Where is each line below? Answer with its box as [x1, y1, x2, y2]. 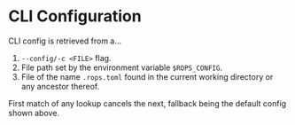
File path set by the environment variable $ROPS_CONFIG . [20, 62, 223, 73]
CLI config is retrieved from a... [8, 35, 121, 46]
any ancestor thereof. [20, 81, 100, 91]
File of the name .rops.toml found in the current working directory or [20, 71, 274, 82]
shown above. [8, 107, 59, 118]
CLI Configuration [8, 6, 143, 27]
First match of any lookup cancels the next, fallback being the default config [8, 98, 287, 108]
